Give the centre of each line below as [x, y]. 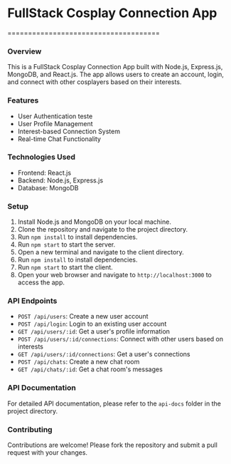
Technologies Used [42, 157]
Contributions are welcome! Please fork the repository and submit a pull [113, 445]
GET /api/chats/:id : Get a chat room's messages [90, 369]
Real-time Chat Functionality [59, 139]
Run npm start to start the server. [66, 244]
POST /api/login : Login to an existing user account [92, 324]
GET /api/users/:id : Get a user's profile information [94, 331]
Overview [25, 51]
